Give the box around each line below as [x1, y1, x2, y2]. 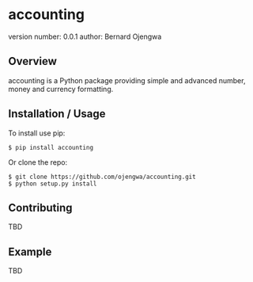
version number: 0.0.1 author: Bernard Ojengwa [8, 32, 162, 41]
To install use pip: [8, 128, 66, 138]
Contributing [8, 200, 73, 215]
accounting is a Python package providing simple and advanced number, [8, 75, 246, 85]
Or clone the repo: [8, 157, 68, 167]
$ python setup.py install [8, 180, 97, 188]
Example [8, 245, 52, 258]
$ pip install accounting [8, 143, 93, 151]
